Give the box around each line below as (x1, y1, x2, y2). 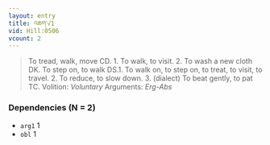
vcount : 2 (8, 34, 42, 43)
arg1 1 (19, 120, 40, 130)
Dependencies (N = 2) (8, 102, 96, 114)
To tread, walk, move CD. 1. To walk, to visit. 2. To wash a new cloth (27, 56, 252, 66)
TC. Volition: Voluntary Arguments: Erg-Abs (27, 82, 172, 92)
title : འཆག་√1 (8, 19, 55, 27)
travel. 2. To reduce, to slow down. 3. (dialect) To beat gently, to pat (27, 73, 253, 83)
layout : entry (8, 11, 56, 20)
